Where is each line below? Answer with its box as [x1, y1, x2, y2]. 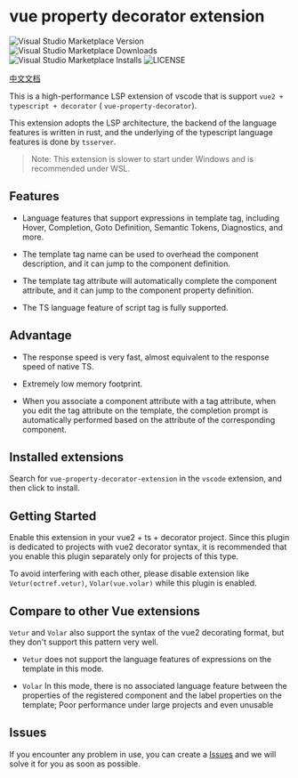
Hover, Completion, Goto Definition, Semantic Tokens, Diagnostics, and [21, 222, 283, 232]
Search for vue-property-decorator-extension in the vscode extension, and [9, 474, 283, 484]
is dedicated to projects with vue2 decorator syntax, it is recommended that [9, 541, 287, 553]
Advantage [9, 328, 73, 344]
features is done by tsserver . [9, 136, 117, 147]
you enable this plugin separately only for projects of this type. [9, 551, 238, 562]
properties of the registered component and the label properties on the [21, 690, 282, 701]
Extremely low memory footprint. [21, 378, 143, 389]
